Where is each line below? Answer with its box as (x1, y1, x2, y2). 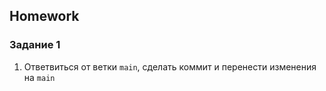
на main (23, 71, 56, 83)
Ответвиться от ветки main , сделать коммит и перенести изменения (23, 60, 317, 73)
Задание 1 (9, 38, 61, 52)
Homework (9, 8, 80, 25)
